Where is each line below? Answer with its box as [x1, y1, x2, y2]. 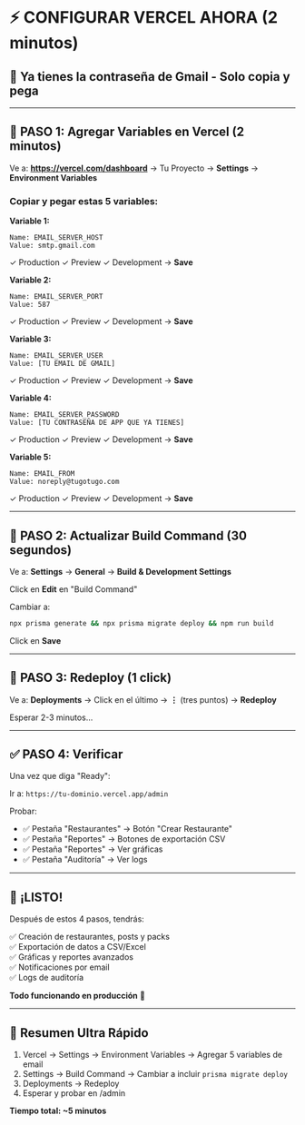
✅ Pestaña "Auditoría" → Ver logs [22, 854, 148, 865]
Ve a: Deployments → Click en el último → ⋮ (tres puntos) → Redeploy [9, 694, 277, 705]
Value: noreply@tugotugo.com [9, 478, 120, 487]
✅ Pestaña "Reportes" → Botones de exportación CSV [22, 834, 226, 844]
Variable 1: [9, 215, 50, 227]
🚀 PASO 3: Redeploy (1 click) [9, 670, 172, 686]
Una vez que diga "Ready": [9, 771, 111, 782]
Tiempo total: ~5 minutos [9, 1105, 107, 1117]
